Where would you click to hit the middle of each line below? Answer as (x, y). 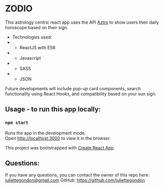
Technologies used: (32, 37)
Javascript (30, 58)
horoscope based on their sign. (37, 27)
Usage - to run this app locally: (53, 109)
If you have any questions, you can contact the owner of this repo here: (77, 175)
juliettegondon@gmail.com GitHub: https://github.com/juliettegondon (75, 180)
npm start (17, 123)
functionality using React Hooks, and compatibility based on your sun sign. (81, 94)
